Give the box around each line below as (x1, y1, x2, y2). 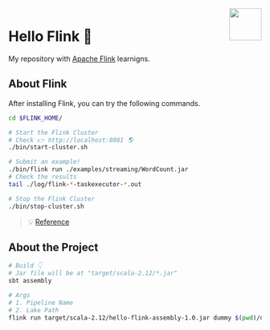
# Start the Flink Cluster (8, 128, 99, 136)
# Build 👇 (8, 262, 43, 270)
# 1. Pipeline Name (8, 299, 74, 307)
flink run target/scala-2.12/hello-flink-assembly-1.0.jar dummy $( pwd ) (8, 313, 257, 322)
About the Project (8, 240, 99, 254)
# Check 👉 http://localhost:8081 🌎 (8, 136, 134, 144)
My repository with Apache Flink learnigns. (8, 54, 150, 63)
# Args (8, 291, 31, 299)
